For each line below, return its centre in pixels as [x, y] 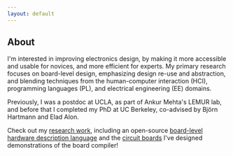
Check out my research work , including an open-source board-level [105, 131]
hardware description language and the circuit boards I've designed [105, 138]
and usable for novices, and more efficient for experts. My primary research [116, 66]
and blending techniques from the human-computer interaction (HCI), [107, 81]
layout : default [31, 14]
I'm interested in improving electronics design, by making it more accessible [117, 59]
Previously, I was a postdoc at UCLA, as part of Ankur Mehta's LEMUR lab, [114, 102]
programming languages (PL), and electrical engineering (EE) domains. [110, 89]
